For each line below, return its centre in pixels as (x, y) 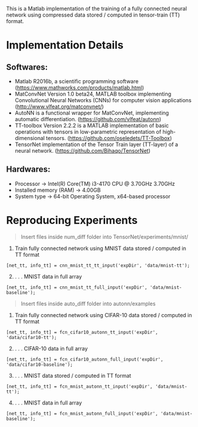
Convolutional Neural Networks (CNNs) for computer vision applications (103, 100)
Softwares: (27, 67)
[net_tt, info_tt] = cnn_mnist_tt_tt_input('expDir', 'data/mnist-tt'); (98, 265)
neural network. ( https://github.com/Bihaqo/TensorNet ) (82, 151)
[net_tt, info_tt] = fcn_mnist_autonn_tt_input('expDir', (79, 386)
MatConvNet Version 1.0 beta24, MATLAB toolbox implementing (93, 94)
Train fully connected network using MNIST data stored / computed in (100, 248)
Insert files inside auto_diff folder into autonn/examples (88, 303)
